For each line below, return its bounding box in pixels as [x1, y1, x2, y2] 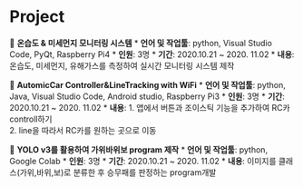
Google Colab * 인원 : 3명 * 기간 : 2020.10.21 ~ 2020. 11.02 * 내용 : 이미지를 [9, 155, 277, 166]
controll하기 [9, 113, 53, 124]
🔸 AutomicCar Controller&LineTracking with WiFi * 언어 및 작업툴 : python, [9, 79, 286, 90]
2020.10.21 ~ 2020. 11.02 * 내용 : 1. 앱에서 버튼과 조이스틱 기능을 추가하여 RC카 [9, 102, 290, 113]
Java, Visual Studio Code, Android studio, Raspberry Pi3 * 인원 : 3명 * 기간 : [9, 91, 286, 102]
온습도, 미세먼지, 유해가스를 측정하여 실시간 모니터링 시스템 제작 [9, 60, 235, 71]
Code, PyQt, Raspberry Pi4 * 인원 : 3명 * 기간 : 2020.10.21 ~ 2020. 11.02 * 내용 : [9, 48, 295, 60]
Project [9, 6, 65, 27]
